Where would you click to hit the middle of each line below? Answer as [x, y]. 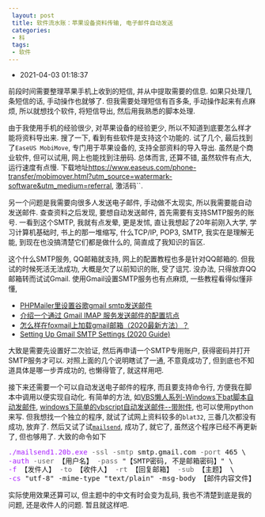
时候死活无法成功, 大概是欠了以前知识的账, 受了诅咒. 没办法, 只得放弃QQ [139, 269]
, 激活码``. [128, 186]
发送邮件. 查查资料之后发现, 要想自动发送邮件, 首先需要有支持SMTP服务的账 [131, 212]
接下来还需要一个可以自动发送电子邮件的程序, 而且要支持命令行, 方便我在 [127, 387]
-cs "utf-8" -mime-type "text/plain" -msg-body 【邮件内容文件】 [132, 478]
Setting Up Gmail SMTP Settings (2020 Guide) [95, 334]
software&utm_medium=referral [60, 186]
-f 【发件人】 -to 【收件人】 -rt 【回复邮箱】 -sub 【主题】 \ [121, 469]
